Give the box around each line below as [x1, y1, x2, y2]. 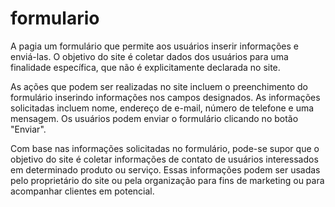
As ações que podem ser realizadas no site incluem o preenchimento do [10, 80, 308, 92]
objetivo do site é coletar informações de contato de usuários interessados [10, 153, 319, 165]
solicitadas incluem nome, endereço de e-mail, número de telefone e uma [10, 102, 315, 114]
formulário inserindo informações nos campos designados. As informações [10, 91, 321, 103]
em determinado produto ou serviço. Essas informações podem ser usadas [10, 163, 321, 176]
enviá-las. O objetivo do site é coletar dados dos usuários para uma [10, 50, 289, 62]
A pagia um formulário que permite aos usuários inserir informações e [10, 40, 299, 52]
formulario [10, 7, 100, 30]
